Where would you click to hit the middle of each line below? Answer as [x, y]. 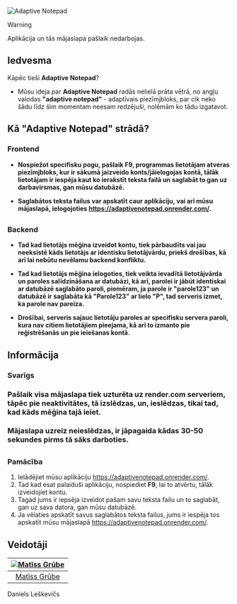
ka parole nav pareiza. [51, 304]
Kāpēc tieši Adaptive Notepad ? [53, 77]
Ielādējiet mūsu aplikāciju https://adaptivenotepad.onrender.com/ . [114, 477]
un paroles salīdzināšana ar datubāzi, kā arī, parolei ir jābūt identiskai [122, 281]
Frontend [23, 149]
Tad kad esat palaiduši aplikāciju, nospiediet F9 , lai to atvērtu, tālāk [115, 485]
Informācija [33, 355]
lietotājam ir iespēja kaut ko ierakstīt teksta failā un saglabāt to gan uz [122, 179]
